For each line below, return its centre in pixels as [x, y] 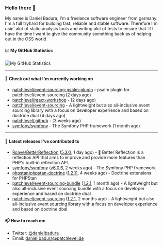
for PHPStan [24, 178]
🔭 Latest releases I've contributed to [42, 141]
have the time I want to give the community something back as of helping [78, 34]
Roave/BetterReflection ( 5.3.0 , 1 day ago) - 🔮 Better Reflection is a [78, 152]
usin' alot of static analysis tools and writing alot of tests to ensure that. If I [79, 29]
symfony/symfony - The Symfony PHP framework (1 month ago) [76, 125]
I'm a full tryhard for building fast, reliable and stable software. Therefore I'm [81, 23]
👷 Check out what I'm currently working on [49, 79]
